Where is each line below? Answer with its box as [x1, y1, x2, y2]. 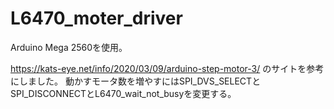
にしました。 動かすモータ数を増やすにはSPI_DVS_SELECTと [10, 75, 262, 87]
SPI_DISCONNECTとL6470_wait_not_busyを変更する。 [10, 87, 237, 99]
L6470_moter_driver [10, 7, 183, 30]
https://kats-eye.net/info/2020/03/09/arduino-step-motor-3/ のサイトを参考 [10, 62, 325, 74]
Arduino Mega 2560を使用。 [10, 41, 128, 53]
